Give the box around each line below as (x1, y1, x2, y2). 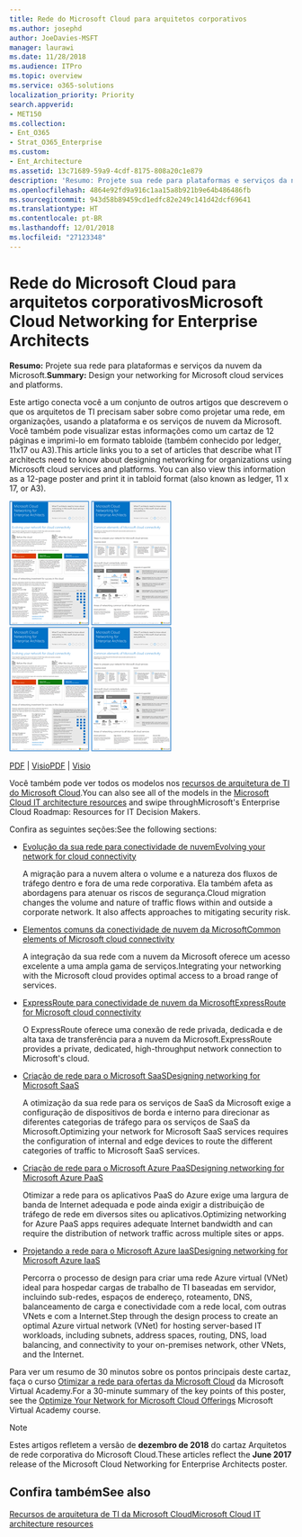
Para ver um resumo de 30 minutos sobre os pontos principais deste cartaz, (9, 1366, 291, 1377)
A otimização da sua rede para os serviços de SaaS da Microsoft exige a (22, 1097, 291, 1108)
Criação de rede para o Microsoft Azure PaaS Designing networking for (22, 1162, 285, 1173)
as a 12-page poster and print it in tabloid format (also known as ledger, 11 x (9, 473, 289, 484)
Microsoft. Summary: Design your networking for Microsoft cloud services (9, 369, 284, 380)
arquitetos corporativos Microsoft (9, 292, 263, 312)
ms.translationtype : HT (9, 204, 99, 213)
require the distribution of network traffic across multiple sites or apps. (22, 1227, 285, 1238)
